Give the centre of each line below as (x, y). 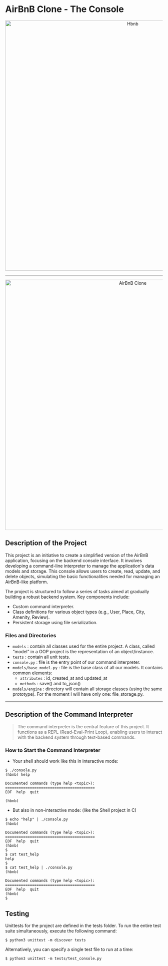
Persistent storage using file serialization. (55, 622)
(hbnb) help (17, 775)
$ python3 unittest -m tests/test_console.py (53, 958)
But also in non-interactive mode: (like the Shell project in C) (74, 810)
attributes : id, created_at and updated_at (63, 678)
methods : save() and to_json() (50, 684)
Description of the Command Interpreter (69, 714)
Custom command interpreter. (43, 606)
